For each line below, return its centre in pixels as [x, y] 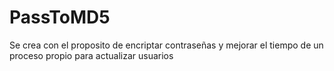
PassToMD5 [60, 17]
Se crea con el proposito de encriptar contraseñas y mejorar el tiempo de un [166, 45]
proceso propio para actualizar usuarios [91, 55]
